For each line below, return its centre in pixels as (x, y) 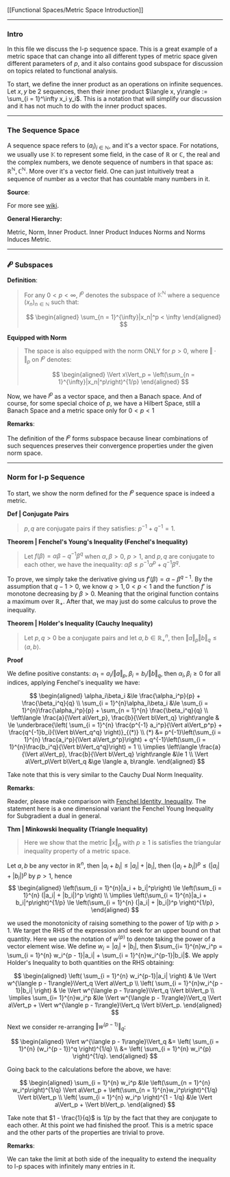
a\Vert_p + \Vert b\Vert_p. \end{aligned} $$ (115, 1105)
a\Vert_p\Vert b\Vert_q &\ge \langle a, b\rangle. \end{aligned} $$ (115, 761)
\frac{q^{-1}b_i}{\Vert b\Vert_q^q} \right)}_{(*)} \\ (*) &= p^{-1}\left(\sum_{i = (115, 732)
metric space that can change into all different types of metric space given (112, 56)
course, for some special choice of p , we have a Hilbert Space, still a (104, 404)
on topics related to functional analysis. (63, 71)
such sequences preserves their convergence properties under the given (110, 446)
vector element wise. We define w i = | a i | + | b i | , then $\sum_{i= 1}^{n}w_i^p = (115, 947)
